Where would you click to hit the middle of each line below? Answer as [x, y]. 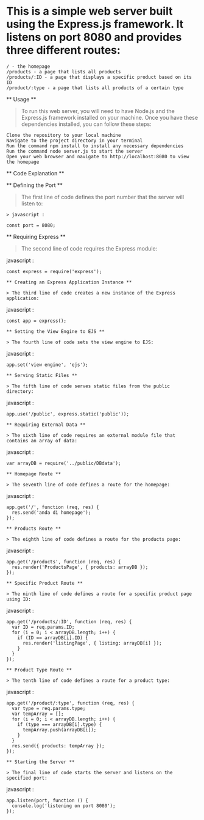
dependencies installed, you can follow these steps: [86, 124]
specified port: [27, 778]
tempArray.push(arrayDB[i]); [59, 730]
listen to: [32, 203]
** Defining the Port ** [34, 185]
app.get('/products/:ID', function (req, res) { [69, 621]
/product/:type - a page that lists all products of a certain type [95, 88]
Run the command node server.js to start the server [75, 151]
